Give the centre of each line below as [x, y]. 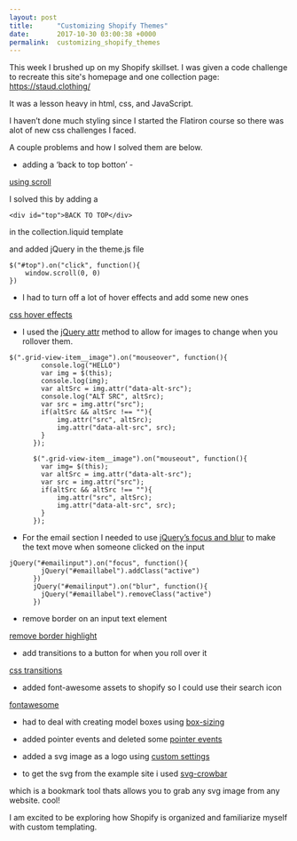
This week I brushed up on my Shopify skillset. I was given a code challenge [148, 68]
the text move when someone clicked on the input [113, 547]
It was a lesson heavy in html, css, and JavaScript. [101, 104]
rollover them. [47, 341]
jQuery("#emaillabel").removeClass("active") [127, 595]
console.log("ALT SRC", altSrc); [103, 396]
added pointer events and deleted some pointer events [122, 740]
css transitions [36, 670]
